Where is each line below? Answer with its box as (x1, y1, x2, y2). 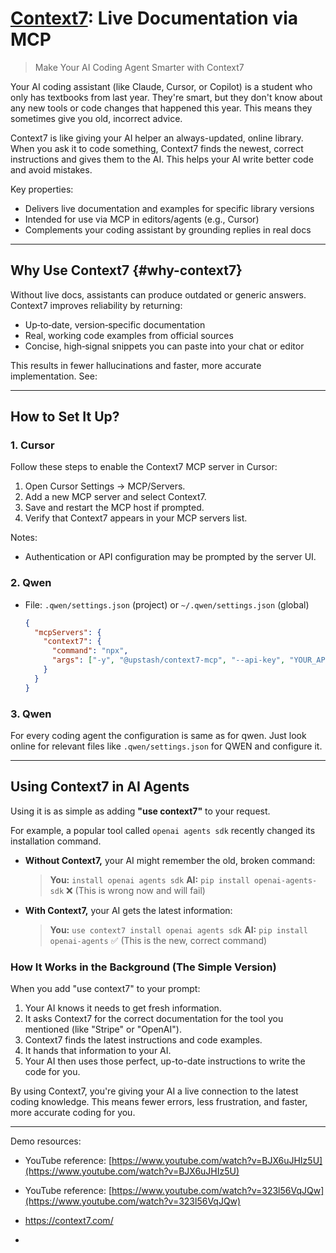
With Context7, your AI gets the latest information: (24, 904, 233, 916)
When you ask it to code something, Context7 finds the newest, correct (10, 142, 304, 154)
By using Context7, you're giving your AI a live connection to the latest (10, 1085, 299, 1097)
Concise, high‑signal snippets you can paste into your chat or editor (24, 340, 305, 352)
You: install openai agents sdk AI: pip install (49, 873, 250, 886)
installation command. (10, 835, 102, 847)
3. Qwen (10, 707, 52, 721)
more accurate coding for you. (10, 1107, 136, 1119)
